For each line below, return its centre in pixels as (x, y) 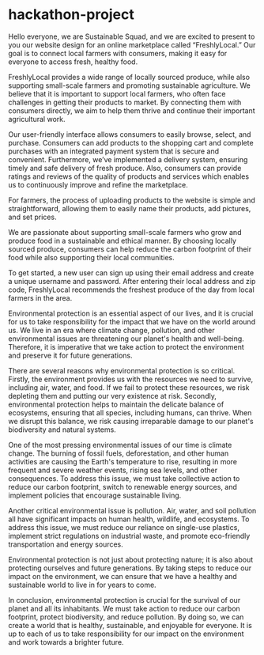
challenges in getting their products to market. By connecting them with (125, 102)
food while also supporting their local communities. (92, 257)
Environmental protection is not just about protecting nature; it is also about (131, 559)
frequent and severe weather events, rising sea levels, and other (113, 470)
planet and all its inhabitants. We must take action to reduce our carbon (124, 608)
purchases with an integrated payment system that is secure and (114, 151)
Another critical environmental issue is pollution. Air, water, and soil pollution (132, 510)
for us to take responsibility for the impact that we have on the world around (132, 321)
